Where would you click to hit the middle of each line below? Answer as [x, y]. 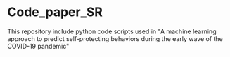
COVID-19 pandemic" [38, 46]
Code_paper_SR [55, 12]
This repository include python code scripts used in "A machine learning [112, 31]
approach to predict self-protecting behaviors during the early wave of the [115, 38]
